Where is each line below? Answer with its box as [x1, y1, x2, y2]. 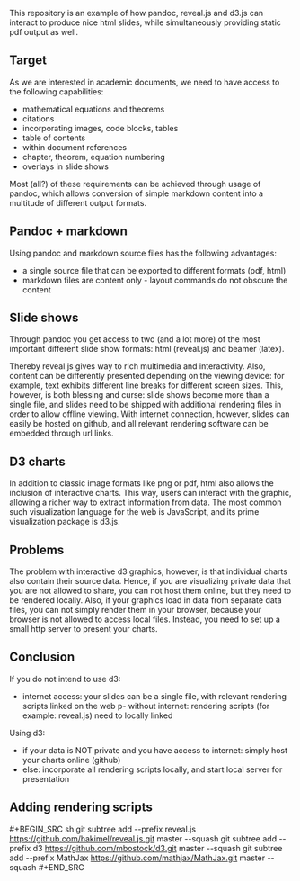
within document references [22, 141, 128, 152]
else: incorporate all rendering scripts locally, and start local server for [22, 764, 283, 775]
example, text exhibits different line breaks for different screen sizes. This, [9, 380, 284, 391]
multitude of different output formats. [9, 197, 146, 208]
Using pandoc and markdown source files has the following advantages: [9, 247, 277, 258]
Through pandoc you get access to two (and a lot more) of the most [9, 334, 260, 345]
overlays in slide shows [22, 161, 110, 172]
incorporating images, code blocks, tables [22, 122, 179, 133]
